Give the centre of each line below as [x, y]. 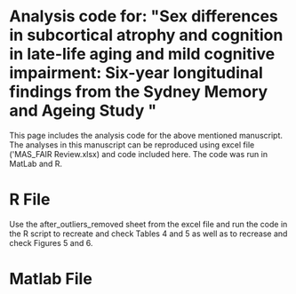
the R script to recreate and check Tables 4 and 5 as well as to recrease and [148, 234]
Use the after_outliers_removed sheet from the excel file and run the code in [148, 224]
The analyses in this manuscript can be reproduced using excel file [132, 145]
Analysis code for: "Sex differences [144, 16]
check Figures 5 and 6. [51, 242]
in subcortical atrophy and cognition [146, 35]
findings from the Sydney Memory [139, 92]
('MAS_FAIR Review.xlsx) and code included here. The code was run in [139, 154]
